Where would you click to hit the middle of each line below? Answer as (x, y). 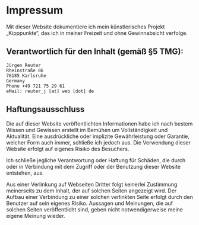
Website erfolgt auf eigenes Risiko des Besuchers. (68, 149)
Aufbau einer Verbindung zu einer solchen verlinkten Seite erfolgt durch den (99, 197)
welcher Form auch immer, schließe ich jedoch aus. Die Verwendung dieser (99, 142)
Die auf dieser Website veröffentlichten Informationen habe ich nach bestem (99, 123)
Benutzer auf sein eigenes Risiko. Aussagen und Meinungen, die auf (90, 203)
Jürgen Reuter (24, 65)
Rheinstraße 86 (25, 70)
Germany (16, 81)
